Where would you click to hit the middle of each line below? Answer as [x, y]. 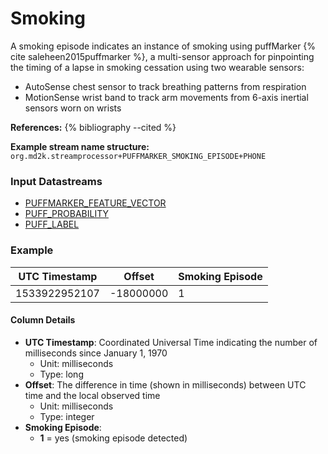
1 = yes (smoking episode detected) [113, 438]
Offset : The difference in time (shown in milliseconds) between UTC [165, 384]
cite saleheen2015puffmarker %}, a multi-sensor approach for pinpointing [162, 56]
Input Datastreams [56, 181]
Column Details [43, 320]
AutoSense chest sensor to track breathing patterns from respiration [165, 86]
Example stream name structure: [80, 146]
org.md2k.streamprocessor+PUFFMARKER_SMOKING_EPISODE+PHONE [138, 156]
